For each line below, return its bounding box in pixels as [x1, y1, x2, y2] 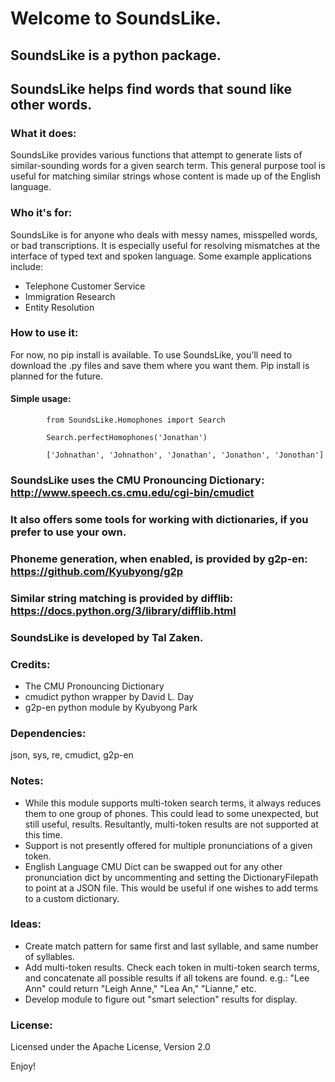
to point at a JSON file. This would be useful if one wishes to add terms [24, 882, 319, 894]
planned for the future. [10, 370, 103, 382]
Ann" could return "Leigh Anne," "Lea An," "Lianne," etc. [24, 982, 257, 994]
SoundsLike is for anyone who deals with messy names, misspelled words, [10, 228, 318, 241]
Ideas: [10, 917, 42, 931]
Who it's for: [10, 206, 73, 220]
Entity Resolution [24, 301, 95, 313]
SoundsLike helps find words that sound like [10, 80, 293, 97]
